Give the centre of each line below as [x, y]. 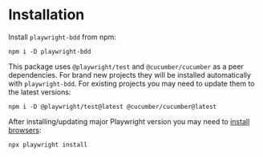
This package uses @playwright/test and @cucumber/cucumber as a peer [126, 66]
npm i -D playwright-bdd [50, 51]
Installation [47, 15]
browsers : [25, 130]
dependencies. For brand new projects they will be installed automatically [129, 74]
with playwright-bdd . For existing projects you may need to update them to [131, 83]
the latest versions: [40, 92]
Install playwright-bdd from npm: [62, 37]
